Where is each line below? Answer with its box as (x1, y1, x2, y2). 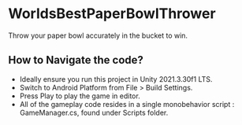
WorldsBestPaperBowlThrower (8, 5, 216, 23)
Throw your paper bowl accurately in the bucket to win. (8, 31, 188, 40)
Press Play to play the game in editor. (19, 91, 140, 101)
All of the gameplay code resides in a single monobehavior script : (19, 99, 235, 108)
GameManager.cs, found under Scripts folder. (19, 108, 169, 117)
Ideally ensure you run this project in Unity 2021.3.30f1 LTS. (19, 74, 213, 83)
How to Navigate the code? (8, 53, 144, 67)
